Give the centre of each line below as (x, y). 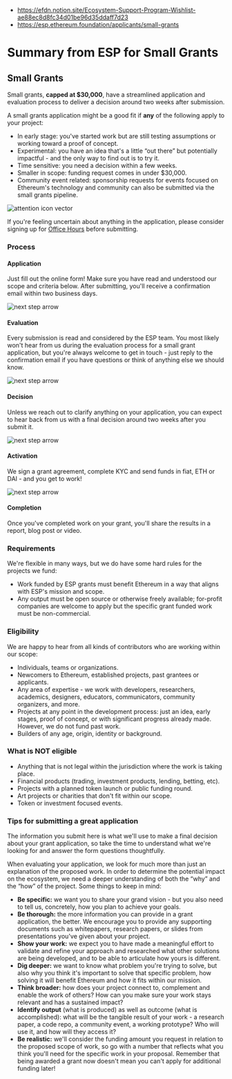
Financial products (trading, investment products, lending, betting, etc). (118, 781)
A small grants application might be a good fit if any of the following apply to (116, 115)
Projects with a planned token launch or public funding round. (105, 788)
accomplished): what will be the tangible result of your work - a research (120, 1017)
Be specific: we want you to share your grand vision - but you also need (120, 900)
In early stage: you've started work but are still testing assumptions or (116, 136)
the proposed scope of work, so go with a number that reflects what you (120, 1047)
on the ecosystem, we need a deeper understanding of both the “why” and (114, 879)
